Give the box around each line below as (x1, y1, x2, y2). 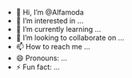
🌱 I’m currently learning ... (15, 25, 102, 33)
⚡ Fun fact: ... (15, 62, 60, 72)
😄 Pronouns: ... (15, 53, 68, 63)
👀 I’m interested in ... (15, 16, 84, 25)
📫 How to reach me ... (15, 42, 90, 51)
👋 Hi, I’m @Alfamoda (15, 8, 84, 17)
